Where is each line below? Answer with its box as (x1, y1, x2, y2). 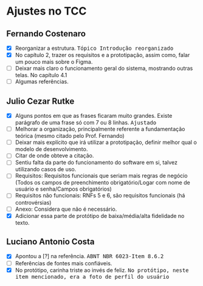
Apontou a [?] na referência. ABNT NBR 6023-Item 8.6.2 (15, 253, 164, 260)
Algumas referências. (15, 78, 69, 86)
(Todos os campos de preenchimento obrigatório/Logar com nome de (15, 179, 190, 186)
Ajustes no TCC (6, 4, 87, 18)
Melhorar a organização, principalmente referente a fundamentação (15, 126, 185, 133)
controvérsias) (15, 199, 52, 206)
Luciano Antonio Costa (6, 237, 95, 247)
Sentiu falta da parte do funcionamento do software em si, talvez (15, 159, 178, 166)
